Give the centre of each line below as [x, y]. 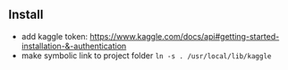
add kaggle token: [55, 36]
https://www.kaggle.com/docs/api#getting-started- [185, 36]
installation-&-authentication [74, 46]
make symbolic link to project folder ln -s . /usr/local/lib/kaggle [146, 55]
